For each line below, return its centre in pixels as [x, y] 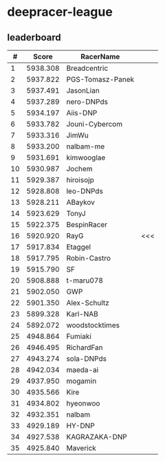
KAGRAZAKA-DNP [97, 437]
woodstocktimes [93, 325]
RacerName [100, 57]
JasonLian [83, 90]
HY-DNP [80, 426]
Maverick [81, 448]
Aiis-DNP [82, 113]
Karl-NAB [82, 314]
